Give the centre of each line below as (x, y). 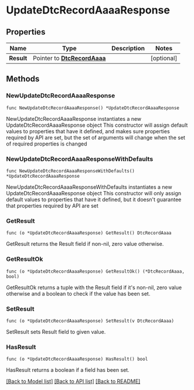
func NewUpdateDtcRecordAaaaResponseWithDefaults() (70, 171)
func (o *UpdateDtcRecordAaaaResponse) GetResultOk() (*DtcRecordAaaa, (95, 271)
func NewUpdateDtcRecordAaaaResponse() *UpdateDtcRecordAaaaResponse (93, 108)
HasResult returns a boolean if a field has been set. (68, 370)
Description (128, 48)
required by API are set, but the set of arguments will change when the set (96, 137)
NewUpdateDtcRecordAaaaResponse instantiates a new (74, 118)
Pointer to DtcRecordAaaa (69, 58)
